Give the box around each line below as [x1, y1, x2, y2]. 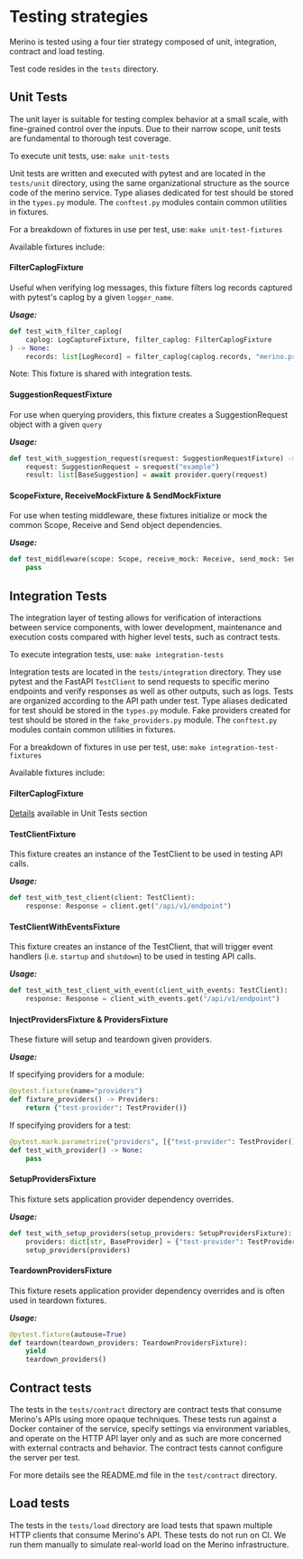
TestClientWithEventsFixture [9, 921, 121, 932]
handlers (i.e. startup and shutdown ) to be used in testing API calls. [9, 951, 257, 962]
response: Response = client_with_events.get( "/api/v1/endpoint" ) [25, 995, 280, 1004]
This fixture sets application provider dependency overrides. [9, 1194, 234, 1205]
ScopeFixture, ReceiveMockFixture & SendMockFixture [9, 490, 222, 501]
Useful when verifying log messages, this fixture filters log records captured [9, 282, 293, 293]
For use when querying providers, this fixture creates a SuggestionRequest [9, 409, 289, 420]
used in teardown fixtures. [9, 1295, 106, 1306]
